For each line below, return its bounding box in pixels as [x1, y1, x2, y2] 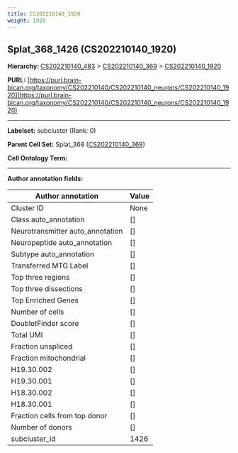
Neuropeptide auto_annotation [11, 238, 112, 248]
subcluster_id [11, 434, 56, 444]
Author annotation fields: [7, 175, 84, 183]
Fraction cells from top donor [11, 411, 108, 421]
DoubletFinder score [11, 319, 79, 329]
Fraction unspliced [11, 342, 73, 351]
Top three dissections [11, 284, 83, 294]
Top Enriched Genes [11, 295, 79, 305]
